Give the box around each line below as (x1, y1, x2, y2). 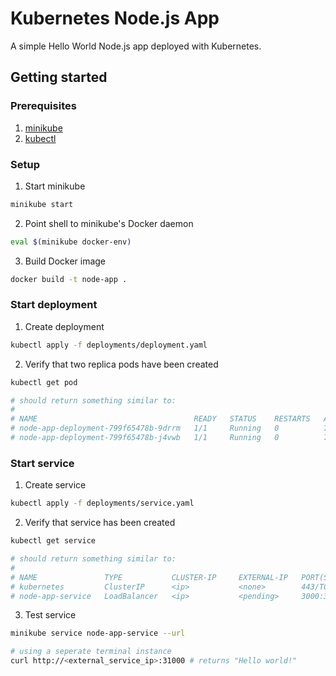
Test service (24, 609, 77, 621)
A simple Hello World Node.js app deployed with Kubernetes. (10, 40, 262, 52)
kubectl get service (10, 536, 97, 546)
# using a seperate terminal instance (10, 647, 172, 657)
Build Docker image (24, 255, 107, 267)
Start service (10, 456, 75, 470)
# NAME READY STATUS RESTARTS (10, 414, 311, 424)
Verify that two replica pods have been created (24, 358, 219, 370)
